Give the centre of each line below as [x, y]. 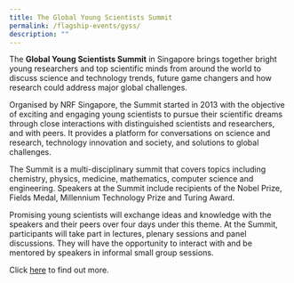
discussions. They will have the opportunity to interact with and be [131, 243]
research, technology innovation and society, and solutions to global [134, 142]
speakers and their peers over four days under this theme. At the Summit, [143, 224]
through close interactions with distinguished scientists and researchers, [142, 124]
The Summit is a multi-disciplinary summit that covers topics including [138, 169]
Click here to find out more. [59, 270]
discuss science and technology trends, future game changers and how [141, 78]
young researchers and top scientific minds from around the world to [135, 69]
